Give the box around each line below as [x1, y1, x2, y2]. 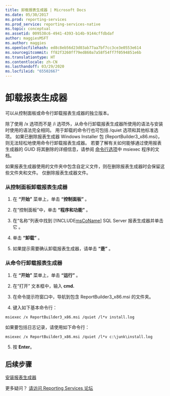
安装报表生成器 [5, 374, 36, 381]
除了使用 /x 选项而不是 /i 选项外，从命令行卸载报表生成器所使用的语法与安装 [5, 120, 163, 127]
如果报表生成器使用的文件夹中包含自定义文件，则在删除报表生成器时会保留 [5, 163, 160, 169]
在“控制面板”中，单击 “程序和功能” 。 [12, 207, 91, 213]
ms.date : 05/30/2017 [5, 12, 49, 17]
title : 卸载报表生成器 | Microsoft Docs [5, 7, 87, 13]
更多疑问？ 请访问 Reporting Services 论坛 [5, 385, 94, 391]
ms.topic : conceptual [5, 26, 51, 31]
